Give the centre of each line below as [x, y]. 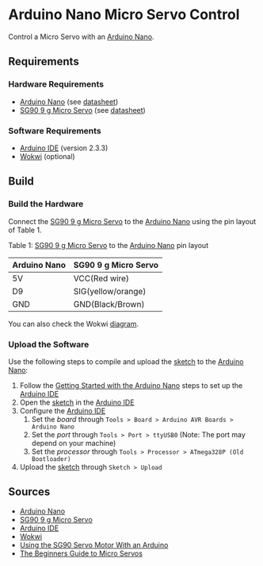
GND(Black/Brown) [109, 304]
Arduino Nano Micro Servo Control [124, 15]
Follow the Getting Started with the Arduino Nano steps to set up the [131, 385]
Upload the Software [49, 344]
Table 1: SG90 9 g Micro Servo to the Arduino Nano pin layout [108, 245]
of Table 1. [25, 230]
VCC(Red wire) [101, 278]
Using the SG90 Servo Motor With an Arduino [94, 545]
